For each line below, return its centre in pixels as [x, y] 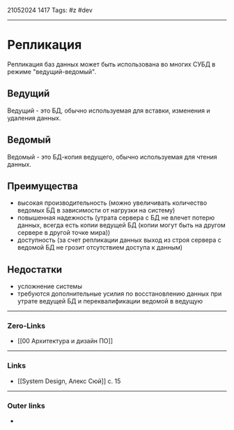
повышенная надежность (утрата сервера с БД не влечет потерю [116, 218]
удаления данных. [34, 117]
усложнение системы [49, 287]
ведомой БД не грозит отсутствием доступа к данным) [100, 248]
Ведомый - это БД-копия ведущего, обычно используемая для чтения [112, 157]
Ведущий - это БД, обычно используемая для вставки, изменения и [109, 110]
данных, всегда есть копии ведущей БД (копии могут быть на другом [122, 225]
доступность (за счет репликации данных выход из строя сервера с [119, 240]
